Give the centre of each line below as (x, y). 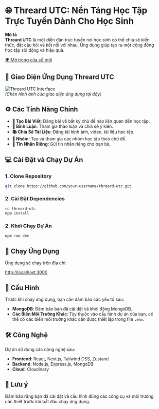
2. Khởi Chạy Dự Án (28, 226)
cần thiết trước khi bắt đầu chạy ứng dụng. (48, 401)
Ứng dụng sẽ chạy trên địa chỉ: (36, 263)
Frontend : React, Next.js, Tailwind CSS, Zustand (60, 359)
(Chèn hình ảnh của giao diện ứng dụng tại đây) (53, 94)
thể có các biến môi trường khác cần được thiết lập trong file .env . (78, 319)
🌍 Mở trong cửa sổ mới (28, 60)
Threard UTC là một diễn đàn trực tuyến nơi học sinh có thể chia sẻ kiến (77, 39)
